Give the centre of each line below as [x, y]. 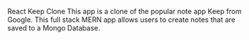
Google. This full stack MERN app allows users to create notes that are [121, 20]
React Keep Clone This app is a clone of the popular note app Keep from [124, 11]
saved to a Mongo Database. [54, 28]
